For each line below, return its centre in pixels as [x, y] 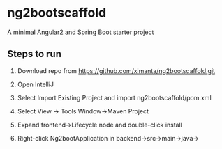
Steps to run [34, 54]
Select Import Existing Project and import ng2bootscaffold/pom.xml [114, 97]
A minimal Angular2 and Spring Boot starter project [81, 32]
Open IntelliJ [36, 84]
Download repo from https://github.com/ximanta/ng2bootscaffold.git [116, 70]
